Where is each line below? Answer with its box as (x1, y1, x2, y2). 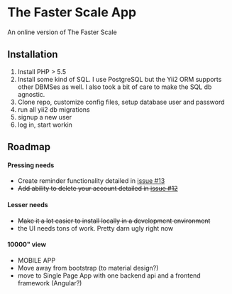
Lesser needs (7, 200, 48, 209)
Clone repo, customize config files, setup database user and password (17, 98, 225, 106)
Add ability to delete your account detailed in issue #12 (17, 184, 179, 193)
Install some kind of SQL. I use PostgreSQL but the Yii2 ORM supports (17, 75, 222, 83)
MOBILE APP (17, 256, 55, 264)
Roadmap (7, 141, 51, 153)
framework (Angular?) (17, 278, 82, 287)
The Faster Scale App (7, 4, 137, 21)
